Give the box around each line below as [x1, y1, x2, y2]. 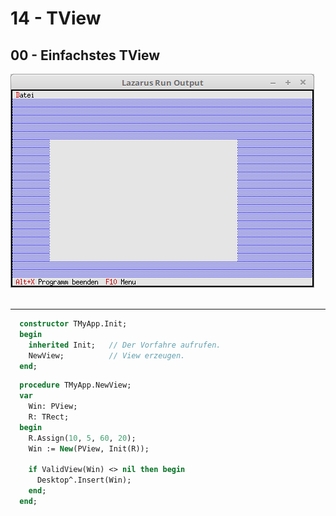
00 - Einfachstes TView [10, 47, 161, 64]
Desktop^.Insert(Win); [36, 475, 132, 486]
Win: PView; [28, 402, 78, 412]
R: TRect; [28, 412, 70, 422]
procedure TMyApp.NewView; [19, 380, 132, 391]
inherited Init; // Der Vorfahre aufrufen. [28, 340, 222, 350]
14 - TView [10, 7, 102, 30]
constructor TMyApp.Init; [19, 319, 128, 329]
